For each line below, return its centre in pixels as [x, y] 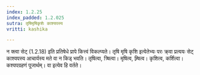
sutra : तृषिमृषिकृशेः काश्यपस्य [35, 23]
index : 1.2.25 [25, 12]
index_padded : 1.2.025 [35, 18]
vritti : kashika [27, 29]
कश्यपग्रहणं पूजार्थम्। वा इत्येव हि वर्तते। [44, 65]
